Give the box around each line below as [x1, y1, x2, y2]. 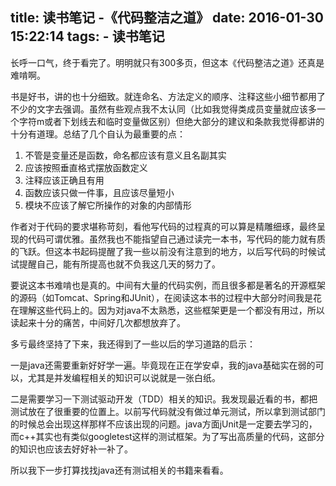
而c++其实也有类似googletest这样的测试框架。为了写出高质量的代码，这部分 [10, 430, 325, 442]
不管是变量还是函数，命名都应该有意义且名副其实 [24, 149, 227, 161]
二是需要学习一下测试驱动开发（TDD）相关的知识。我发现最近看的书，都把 [10, 393, 318, 405]
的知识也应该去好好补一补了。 [10, 443, 133, 455]
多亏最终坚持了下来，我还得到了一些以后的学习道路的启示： [10, 338, 256, 350]
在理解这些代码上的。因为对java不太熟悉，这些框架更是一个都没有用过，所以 [10, 304, 325, 316]
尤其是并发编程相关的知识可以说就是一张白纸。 [27, 371, 221, 383]
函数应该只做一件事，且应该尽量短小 [24, 186, 175, 198]
